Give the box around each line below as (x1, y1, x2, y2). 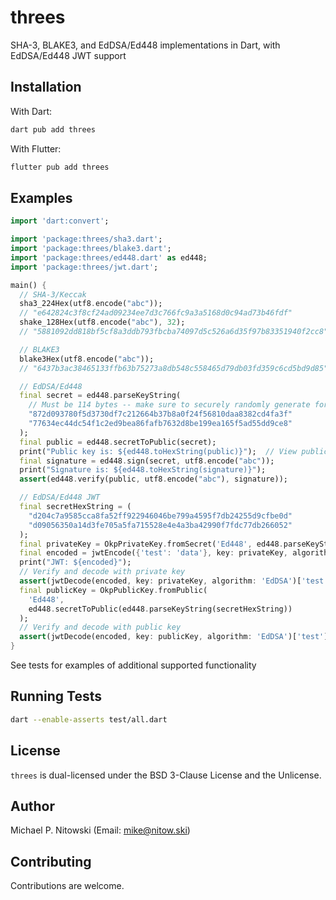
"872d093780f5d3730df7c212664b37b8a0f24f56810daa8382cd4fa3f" (28, 409, 293, 420)
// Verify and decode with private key (19, 567, 186, 577)
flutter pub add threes (10, 162, 110, 172)
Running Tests (10, 688, 102, 705)
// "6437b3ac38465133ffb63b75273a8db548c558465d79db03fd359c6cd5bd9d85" (19, 363, 329, 373)
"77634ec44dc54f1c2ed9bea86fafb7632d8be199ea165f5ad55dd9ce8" (28, 419, 293, 429)
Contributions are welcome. (10, 880, 125, 892)
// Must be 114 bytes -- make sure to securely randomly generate (28, 400, 311, 410)
